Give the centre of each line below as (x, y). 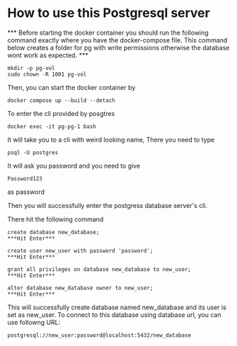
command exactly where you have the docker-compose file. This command (117, 40)
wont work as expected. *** (48, 55)
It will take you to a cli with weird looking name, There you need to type (111, 139)
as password (26, 192)
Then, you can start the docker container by (71, 87)
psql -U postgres (33, 152)
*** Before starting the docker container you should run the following (108, 33)
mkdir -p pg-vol (31, 68)
